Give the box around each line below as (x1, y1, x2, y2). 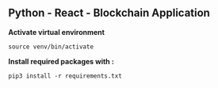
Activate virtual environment (8, 27, 105, 36)
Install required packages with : (8, 56, 115, 66)
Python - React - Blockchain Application (8, 6, 210, 20)
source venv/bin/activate (8, 43, 94, 51)
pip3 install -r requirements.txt (8, 71, 123, 80)
